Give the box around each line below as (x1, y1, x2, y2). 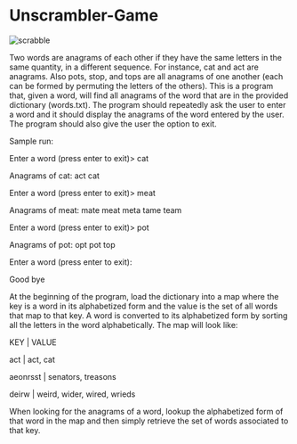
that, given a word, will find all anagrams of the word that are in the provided (9, 90, 289, 101)
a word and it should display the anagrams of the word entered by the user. (9, 109, 285, 119)
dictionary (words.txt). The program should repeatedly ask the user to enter (9, 99, 286, 110)
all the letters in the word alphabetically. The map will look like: (9, 319, 238, 330)
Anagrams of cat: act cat (9, 170, 100, 181)
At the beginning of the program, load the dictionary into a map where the (9, 291, 279, 301)
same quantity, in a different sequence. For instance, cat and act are (9, 62, 260, 72)
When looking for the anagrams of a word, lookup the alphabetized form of (9, 406, 284, 416)
